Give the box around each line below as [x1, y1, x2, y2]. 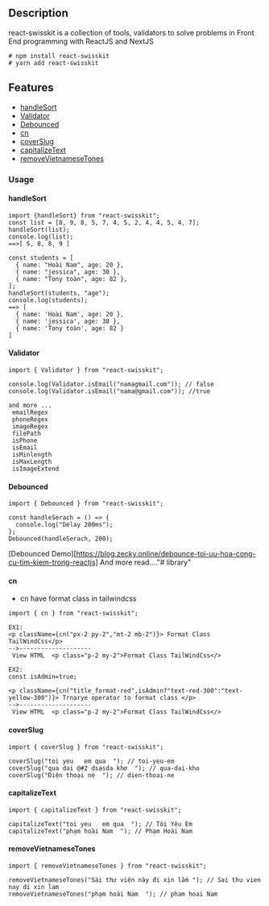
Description [8, 6, 68, 20]
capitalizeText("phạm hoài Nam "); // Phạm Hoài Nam [8, 827, 193, 835]
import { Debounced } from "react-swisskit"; [8, 499, 163, 508]
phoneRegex [11, 415, 48, 424]
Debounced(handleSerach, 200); [8, 535, 114, 543]
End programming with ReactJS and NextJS [8, 36, 155, 46]
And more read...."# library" [99, 557, 192, 567]
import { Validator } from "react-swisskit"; [8, 366, 163, 374]
